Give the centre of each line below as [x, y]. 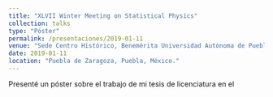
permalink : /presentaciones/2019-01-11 [76, 38]
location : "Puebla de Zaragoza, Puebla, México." [94, 61]
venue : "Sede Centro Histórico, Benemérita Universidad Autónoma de [127, 46]
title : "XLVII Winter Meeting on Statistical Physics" [103, 16]
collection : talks [39, 23]
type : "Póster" [34, 31]
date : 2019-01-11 [38, 53]
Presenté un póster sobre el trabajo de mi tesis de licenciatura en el [121, 84]
